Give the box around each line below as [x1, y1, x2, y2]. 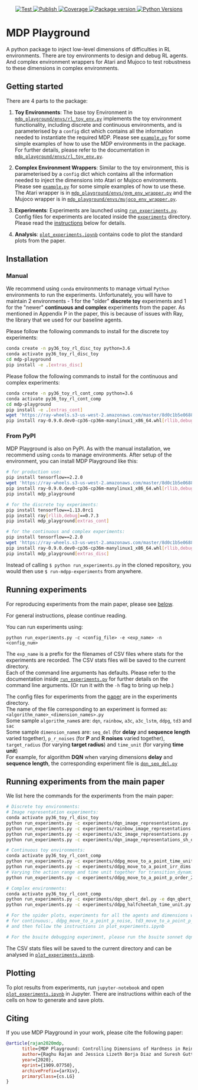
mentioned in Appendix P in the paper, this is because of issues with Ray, [6, 310, 184, 317]
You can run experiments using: [6, 623, 84, 631]
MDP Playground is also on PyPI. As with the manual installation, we [6, 445, 171, 452]
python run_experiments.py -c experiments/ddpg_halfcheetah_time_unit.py [6, 902, 192, 908]
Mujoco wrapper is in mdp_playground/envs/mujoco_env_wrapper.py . [14, 195, 177, 202]
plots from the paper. [14, 237, 66, 244]
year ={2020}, [21, 1056, 54, 1063]
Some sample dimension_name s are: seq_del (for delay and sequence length [6, 728, 190, 736]
